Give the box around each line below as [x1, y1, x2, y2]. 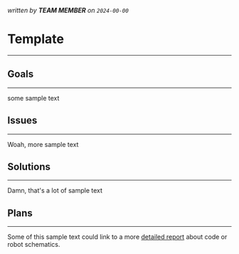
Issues [7, 114, 38, 127]
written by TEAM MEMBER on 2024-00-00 [7, 6, 129, 14]
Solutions [7, 161, 51, 173]
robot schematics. [7, 240, 60, 249]
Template [7, 31, 64, 47]
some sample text [7, 93, 60, 102]
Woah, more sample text [7, 140, 79, 148]
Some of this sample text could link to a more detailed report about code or [7, 233, 228, 241]
